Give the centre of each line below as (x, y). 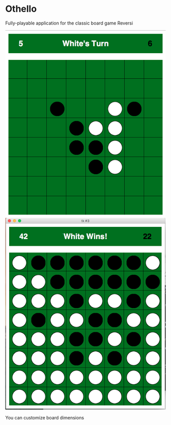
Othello (21, 9)
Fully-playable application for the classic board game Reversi (69, 23)
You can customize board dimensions (45, 418)
